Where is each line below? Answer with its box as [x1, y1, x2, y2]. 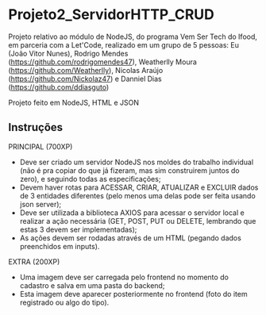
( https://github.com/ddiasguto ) [8, 82, 110, 92]
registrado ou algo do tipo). [19, 298, 110, 307]
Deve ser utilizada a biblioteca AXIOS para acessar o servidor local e [19, 208, 245, 217]
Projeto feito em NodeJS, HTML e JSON [8, 98, 140, 107]
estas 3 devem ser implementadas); [19, 225, 137, 234]
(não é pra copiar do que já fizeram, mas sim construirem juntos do [19, 165, 240, 175]
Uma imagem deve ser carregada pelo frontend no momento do [19, 272, 229, 282]
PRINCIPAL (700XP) [8, 141, 73, 152]
